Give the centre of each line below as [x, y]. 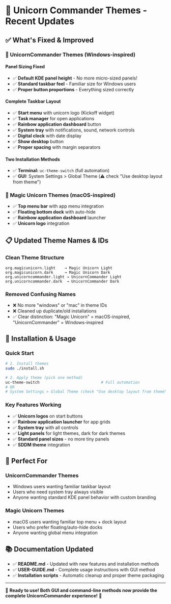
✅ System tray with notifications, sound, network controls [74, 130]
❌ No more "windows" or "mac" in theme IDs [60, 305]
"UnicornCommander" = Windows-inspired [58, 323]
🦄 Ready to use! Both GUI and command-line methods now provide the [81, 590]
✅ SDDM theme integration [41, 444]
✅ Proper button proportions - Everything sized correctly [73, 89]
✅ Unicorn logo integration [41, 223]
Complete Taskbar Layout [33, 101]
